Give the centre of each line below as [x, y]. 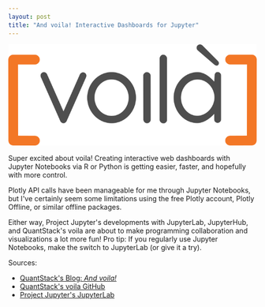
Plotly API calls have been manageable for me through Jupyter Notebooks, [129, 190]
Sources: [23, 263]
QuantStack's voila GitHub [62, 286]
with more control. [38, 175]
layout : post [30, 17]
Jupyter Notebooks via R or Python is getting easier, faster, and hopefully [127, 167]
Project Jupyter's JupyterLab [67, 295]
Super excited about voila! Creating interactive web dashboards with [119, 159]
